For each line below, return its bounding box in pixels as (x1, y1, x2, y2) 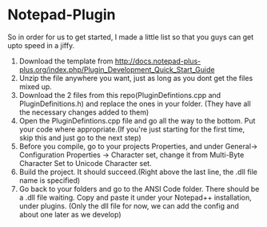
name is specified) (18, 175, 81, 185)
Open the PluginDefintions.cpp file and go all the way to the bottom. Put (18, 116, 256, 125)
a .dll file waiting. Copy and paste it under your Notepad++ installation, (18, 193, 253, 202)
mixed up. (18, 82, 53, 91)
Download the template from (18, 56, 114, 66)
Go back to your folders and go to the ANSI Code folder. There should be (18, 184, 260, 193)
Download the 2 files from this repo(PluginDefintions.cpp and (18, 90, 221, 99)
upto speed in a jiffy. (7, 40, 75, 50)
